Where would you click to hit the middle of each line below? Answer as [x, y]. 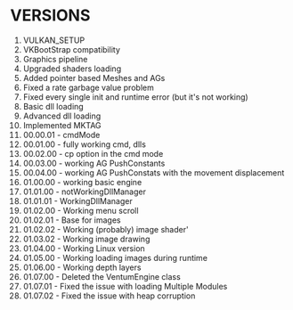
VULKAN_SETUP [54, 40]
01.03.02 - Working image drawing [86, 239]
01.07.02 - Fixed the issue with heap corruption [109, 296]
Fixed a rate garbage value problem [88, 87]
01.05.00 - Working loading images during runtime [115, 257]
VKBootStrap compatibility [72, 49]
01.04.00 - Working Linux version [84, 248]
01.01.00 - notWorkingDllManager [84, 192]
